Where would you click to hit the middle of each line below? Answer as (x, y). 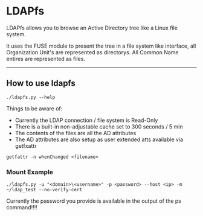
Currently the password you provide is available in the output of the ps (94, 201)
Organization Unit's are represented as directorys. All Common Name (92, 52)
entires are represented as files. (46, 59)
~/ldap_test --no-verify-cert (44, 190)
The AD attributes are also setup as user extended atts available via (99, 139)
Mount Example (30, 172)
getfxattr (26, 145)
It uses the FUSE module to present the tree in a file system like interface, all (101, 46)
